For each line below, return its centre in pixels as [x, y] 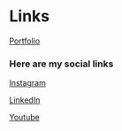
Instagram [27, 83]
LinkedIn [25, 100]
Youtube [24, 118]
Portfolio [25, 41]
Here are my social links [61, 64]
